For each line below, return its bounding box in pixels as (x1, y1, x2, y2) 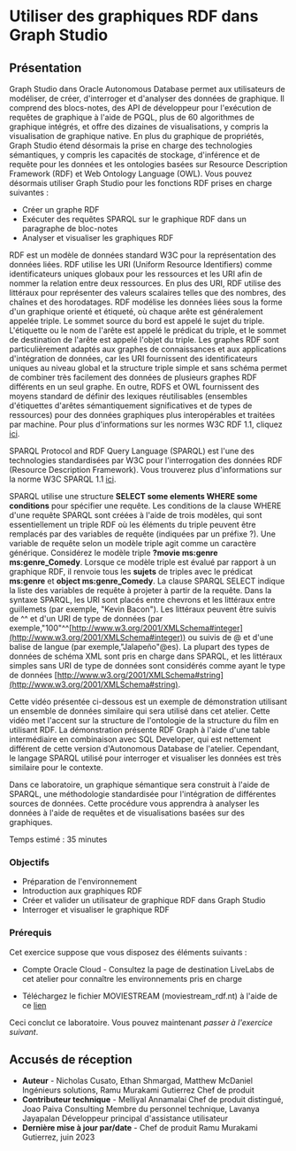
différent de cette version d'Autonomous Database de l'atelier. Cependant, (9, 744, 280, 753)
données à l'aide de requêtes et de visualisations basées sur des (9, 807, 246, 818)
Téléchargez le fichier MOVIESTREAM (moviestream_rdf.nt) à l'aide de (21, 990, 278, 1001)
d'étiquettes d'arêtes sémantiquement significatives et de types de (9, 400, 253, 411)
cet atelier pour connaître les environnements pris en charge (21, 973, 243, 984)
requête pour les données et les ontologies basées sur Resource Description (9, 159, 288, 169)
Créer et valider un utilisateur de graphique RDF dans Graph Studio (21, 895, 267, 906)
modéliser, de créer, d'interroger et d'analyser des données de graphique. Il (9, 93, 285, 104)
